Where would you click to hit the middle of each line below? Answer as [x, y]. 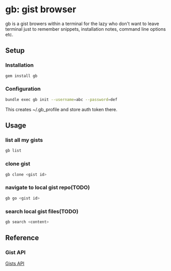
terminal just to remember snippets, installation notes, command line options [86, 29]
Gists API [15, 264]
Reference [22, 238]
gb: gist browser [41, 9]
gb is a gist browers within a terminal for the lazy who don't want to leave [82, 24]
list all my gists [24, 140]
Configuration [23, 89]
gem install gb [21, 76]
